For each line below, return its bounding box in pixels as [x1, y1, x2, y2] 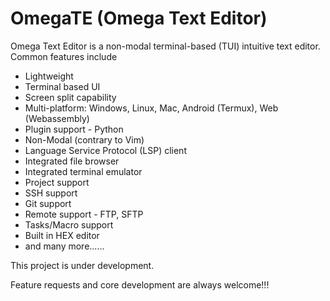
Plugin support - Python [24, 123, 124, 135]
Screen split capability [24, 91, 117, 103]
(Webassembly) [24, 112, 90, 124]
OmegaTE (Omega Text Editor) [10, 7, 268, 30]
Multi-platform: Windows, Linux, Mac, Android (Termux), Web [24, 102, 279, 114]
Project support [24, 176, 90, 188]
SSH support [24, 187, 78, 199]
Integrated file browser [24, 155, 120, 167]
